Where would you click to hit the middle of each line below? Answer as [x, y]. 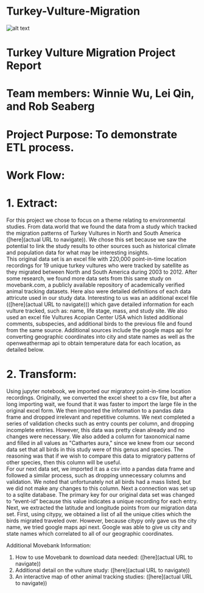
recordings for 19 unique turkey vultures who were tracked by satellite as [98, 265]
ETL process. [40, 147]
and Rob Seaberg [51, 106]
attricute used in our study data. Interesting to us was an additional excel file [102, 297]
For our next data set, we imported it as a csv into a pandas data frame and [100, 469]
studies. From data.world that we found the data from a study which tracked [102, 226]
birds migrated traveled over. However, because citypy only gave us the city [101, 520]
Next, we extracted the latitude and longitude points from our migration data [102, 508]
